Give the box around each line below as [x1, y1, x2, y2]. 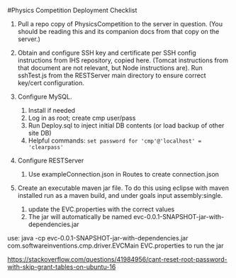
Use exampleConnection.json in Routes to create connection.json [28, 170, 220, 178]
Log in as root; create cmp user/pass [28, 113, 136, 122]
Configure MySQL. [17, 92, 72, 101]
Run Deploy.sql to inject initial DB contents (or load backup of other [28, 121, 225, 130]
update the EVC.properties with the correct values [28, 205, 175, 213]
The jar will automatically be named [28, 213, 133, 221]
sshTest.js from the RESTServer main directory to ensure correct [17, 71, 207, 79]
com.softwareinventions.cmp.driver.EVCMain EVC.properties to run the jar [7, 241, 224, 250]
